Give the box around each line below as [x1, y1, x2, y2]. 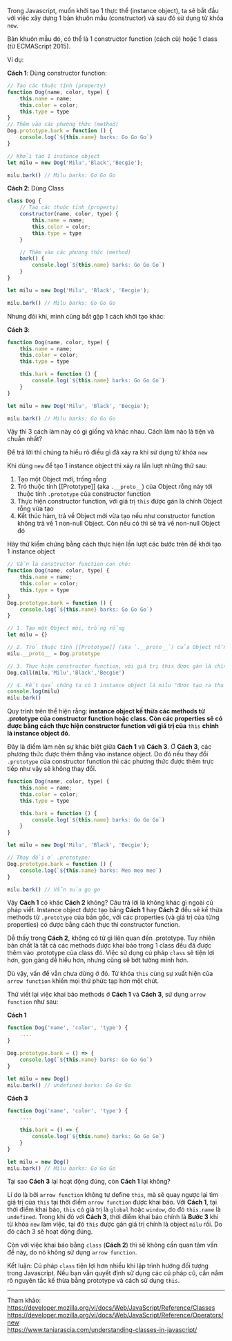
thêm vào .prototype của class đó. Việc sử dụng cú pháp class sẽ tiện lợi [7, 949, 215, 957]
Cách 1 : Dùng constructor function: [7, 69, 107, 77]
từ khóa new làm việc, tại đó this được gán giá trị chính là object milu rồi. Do [7, 1220, 223, 1229]
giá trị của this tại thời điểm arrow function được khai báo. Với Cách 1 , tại [7, 1198, 217, 1207]
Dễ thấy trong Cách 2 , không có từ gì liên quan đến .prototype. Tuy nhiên [7, 934, 215, 942]
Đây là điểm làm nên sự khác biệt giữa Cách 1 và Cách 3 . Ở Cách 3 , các [7, 743, 212, 751]
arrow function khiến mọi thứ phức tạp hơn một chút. [7, 977, 159, 985]
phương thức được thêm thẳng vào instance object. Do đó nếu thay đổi [7, 750, 209, 758]
